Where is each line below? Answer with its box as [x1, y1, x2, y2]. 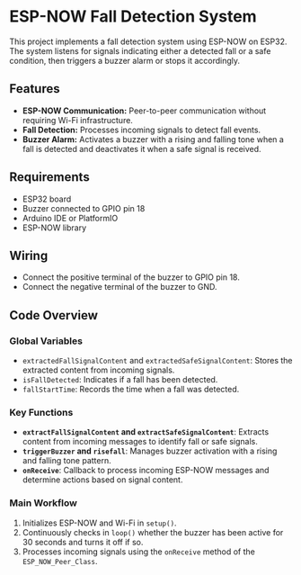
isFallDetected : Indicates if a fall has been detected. [22, 374, 218, 385]
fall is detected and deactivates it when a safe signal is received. [22, 143, 262, 154]
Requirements [9, 169, 90, 185]
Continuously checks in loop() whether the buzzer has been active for [22, 526, 284, 537]
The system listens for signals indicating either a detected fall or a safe [9, 45, 271, 56]
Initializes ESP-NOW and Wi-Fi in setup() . [22, 517, 177, 528]
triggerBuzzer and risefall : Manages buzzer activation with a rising [22, 445, 278, 456]
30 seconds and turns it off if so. [22, 536, 144, 547]
